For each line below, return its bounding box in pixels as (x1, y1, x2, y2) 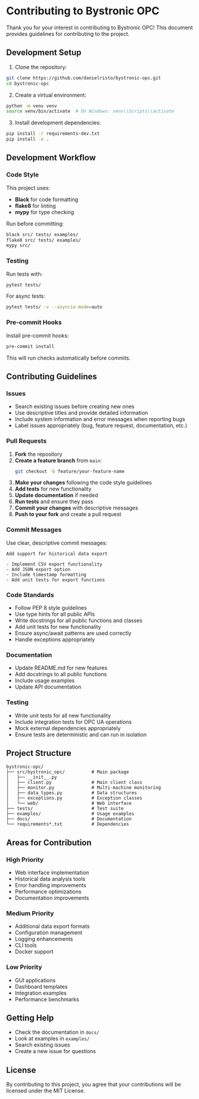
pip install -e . (6, 136, 49, 143)
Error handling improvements (14, 882, 86, 889)
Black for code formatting (14, 196, 79, 203)
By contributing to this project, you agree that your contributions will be (6, 1081, 181, 1088)
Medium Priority (6, 909, 54, 917)
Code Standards (6, 591, 55, 599)
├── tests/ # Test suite (6, 805, 124, 812)
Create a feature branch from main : (14, 456, 102, 464)
